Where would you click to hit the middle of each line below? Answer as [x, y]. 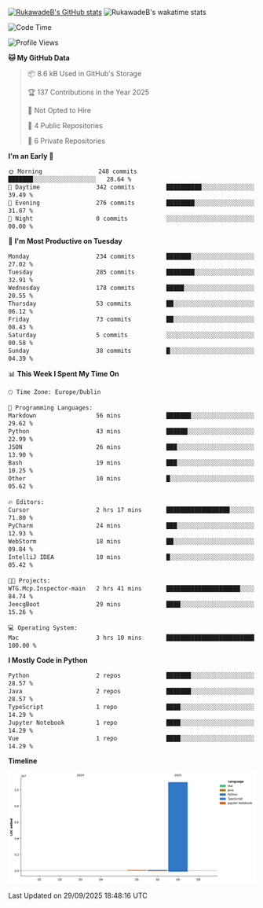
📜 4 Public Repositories [65, 125]
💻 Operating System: [43, 628]
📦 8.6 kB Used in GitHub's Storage [84, 74]
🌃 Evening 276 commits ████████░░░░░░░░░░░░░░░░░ [131, 203]
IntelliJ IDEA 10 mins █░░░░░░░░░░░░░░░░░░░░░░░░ [131, 557]
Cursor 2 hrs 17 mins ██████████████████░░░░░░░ [131, 510]
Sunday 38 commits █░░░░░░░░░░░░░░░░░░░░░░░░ [131, 351]
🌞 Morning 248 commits [73, 171]
